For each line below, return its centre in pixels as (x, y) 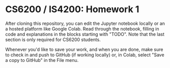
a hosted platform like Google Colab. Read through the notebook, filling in (82, 28)
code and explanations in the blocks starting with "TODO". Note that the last (85, 34)
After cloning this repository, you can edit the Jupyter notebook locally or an (85, 23)
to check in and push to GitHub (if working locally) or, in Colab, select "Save (85, 55)
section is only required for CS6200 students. (53, 40)
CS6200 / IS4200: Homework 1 (72, 9)
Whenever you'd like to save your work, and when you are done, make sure (84, 49)
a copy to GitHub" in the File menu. (42, 60)
